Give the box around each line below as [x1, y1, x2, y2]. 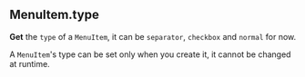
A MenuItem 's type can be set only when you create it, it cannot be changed [9, 49, 291, 60]
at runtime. [9, 58, 50, 69]
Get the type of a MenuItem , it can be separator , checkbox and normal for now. [9, 31, 297, 42]
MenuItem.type [9, 7, 100, 23]
